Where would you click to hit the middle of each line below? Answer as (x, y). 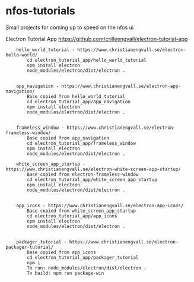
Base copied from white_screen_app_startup (81, 211)
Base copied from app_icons (61, 252)
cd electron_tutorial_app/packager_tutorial (83, 257)
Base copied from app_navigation (68, 138)
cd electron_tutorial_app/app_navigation (79, 102)
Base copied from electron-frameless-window (83, 174)
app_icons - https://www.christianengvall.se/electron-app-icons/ (100, 205)
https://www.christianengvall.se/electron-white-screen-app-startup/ (93, 169)
